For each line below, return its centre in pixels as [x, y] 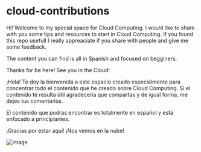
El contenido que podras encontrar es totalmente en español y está [90, 112]
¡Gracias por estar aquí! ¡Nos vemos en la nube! [65, 130]
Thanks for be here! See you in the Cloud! [58, 70]
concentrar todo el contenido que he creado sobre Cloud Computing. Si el [98, 88]
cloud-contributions [58, 11]
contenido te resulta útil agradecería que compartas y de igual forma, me [97, 94]
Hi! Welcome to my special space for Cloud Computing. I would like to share [101, 28]
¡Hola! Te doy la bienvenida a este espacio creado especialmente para [94, 82]
